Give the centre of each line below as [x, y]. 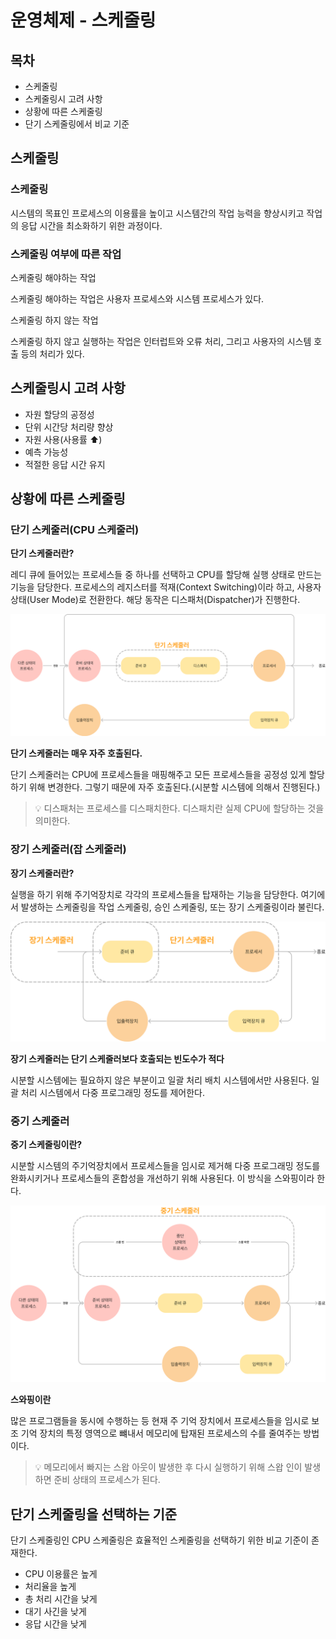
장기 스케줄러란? [42, 873]
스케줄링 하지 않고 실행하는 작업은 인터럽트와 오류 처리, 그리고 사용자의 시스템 [161, 341]
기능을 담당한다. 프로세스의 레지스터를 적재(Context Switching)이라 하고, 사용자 [166, 587]
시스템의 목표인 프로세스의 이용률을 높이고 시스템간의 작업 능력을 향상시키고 [157, 213]
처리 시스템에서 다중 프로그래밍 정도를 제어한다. [113, 1092]
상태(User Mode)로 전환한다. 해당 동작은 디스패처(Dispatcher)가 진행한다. [155, 600]
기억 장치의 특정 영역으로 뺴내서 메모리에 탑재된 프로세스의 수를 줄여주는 [161, 1433]
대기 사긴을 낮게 [55, 1612]
